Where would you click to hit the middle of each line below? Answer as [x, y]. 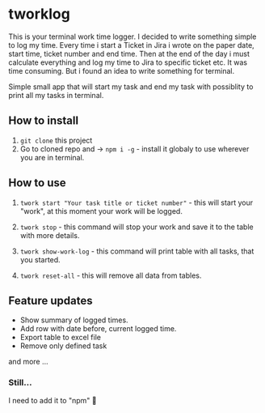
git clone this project [56, 140]
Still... [20, 383]
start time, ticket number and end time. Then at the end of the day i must [129, 53]
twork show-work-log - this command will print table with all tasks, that [137, 251]
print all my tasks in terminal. [56, 95]
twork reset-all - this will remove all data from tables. [111, 275]
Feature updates [50, 300]
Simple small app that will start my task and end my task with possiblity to [131, 87]
